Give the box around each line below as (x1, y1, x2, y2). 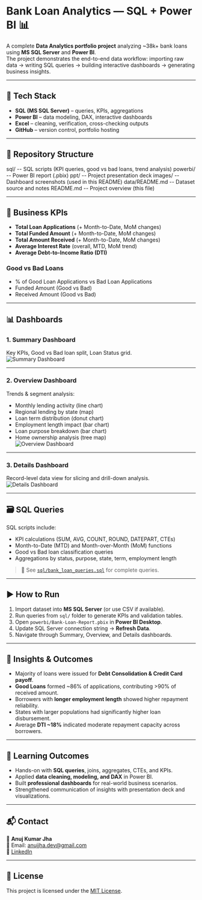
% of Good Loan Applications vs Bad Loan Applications (14, 278, 152, 285)
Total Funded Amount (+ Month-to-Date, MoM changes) (14, 230, 156, 237)
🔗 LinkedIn (6, 848, 32, 855)
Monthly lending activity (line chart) (14, 402, 103, 409)
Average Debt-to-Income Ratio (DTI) (14, 249, 108, 257)
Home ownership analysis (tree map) (14, 434, 106, 441)
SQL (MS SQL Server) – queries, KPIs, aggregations (14, 107, 144, 114)
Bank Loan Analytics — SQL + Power (6, 4, 192, 18)
